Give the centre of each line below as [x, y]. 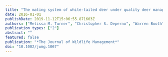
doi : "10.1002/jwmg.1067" [32, 47]
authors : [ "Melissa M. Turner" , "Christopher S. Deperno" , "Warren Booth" [85, 24]
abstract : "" [19, 33]
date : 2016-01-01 [23, 14]
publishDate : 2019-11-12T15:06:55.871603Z [50, 19]
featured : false [22, 38]
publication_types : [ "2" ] [32, 28]
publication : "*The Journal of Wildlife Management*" [62, 42]
